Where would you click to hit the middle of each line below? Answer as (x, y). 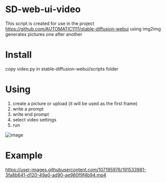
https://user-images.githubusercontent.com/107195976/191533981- (76, 169)
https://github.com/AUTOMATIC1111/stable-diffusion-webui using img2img (83, 28)
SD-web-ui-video (43, 9)
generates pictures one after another (44, 34)
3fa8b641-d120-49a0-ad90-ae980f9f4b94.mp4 (56, 175)
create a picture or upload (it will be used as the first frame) (75, 103)
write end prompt (31, 114)
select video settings (35, 119)
